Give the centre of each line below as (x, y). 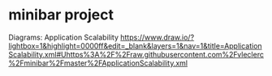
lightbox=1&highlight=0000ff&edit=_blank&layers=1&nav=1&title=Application (135, 45)
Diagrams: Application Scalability (64, 37)
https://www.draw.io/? (158, 37)
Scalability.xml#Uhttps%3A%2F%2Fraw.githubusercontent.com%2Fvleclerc (136, 54)
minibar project (61, 15)
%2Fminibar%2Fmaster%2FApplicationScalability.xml (98, 63)
